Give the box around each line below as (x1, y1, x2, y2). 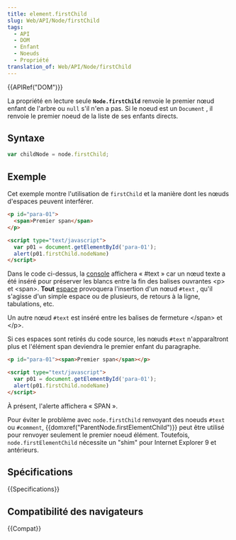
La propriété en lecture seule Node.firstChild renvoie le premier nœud (7, 97, 215, 105)
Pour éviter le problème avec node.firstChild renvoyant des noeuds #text (7, 415, 225, 423)
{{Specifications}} (7, 485, 60, 494)
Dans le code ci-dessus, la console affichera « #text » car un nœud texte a (7, 269, 225, 278)
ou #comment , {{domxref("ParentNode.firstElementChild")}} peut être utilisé (7, 423, 225, 431)
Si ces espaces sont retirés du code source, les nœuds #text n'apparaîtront (7, 335, 229, 343)
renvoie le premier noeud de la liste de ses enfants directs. (7, 112, 179, 120)
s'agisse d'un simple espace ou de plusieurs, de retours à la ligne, (7, 292, 201, 301)
